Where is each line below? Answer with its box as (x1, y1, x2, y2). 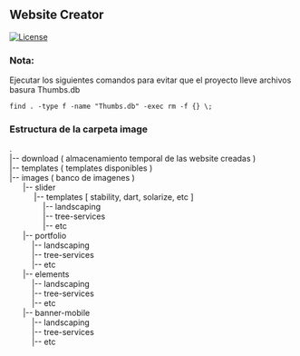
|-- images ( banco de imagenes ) (9, 173, 136, 183)
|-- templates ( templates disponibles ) (9, 163, 153, 173)
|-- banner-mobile (22, 308, 91, 319)
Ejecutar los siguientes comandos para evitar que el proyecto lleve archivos (9, 74, 292, 85)
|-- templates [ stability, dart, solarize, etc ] (34, 192, 194, 203)
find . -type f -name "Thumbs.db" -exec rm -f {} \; (9, 102, 213, 112)
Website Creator (9, 7, 104, 23)
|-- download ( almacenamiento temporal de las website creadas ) (9, 153, 256, 164)
